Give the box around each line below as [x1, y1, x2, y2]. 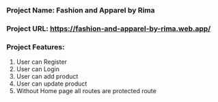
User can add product [16, 73, 79, 81]
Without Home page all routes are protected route [16, 87, 156, 95]
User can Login [16, 65, 59, 73]
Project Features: [6, 42, 65, 51]
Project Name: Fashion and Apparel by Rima [6, 5, 155, 15]
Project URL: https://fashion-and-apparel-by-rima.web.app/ [6, 23, 211, 33]
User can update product [16, 79, 87, 88]
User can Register [16, 58, 68, 66]
